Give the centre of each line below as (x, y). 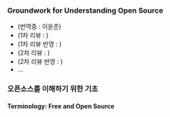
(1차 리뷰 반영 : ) (39, 44)
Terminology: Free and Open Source (61, 106)
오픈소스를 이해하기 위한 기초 (53, 89)
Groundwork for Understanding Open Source (85, 11)
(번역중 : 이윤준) (39, 27)
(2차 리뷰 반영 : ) (40, 62)
